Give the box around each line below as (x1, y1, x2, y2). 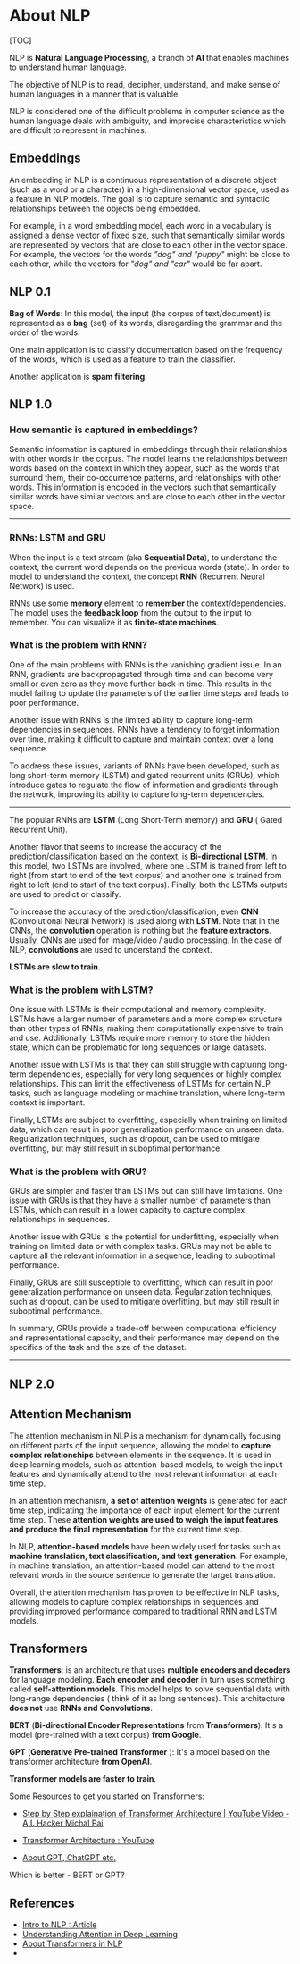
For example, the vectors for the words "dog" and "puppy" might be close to (9, 248, 291, 259)
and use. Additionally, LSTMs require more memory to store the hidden (9, 1033, 271, 1044)
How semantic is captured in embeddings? (9, 424, 198, 436)
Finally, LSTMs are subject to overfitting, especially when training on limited (9, 1114, 287, 1126)
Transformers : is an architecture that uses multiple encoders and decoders (9, 1665, 291, 1675)
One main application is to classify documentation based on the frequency (9, 344, 283, 355)
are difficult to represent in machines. (9, 124, 147, 135)
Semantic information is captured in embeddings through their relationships (9, 444, 287, 455)
